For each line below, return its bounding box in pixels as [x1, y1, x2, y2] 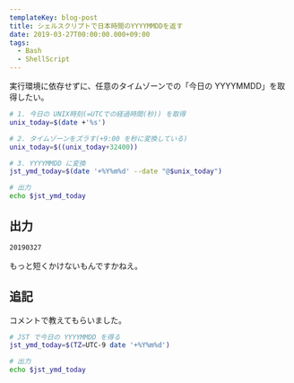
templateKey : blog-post [9, 13, 99, 22]
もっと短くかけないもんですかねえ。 [9, 260, 143, 271]
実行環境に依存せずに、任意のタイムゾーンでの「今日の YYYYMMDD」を [9, 81, 278, 91]
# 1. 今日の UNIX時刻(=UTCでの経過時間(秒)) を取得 [9, 109, 186, 118]
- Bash [17, 47, 42, 56]
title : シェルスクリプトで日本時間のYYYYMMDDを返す [9, 22, 184, 30]
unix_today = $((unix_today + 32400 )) [9, 143, 139, 152]
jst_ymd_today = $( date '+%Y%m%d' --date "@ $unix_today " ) [9, 167, 222, 176]
